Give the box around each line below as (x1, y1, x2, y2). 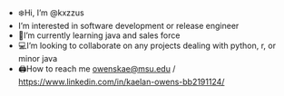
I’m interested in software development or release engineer (17, 21, 240, 31)
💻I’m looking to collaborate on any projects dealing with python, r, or (17, 40, 277, 51)
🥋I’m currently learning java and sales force (17, 30, 181, 41)
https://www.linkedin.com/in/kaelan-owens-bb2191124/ (17, 76, 225, 87)
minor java (17, 53, 58, 63)
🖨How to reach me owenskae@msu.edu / (17, 63, 176, 74)
